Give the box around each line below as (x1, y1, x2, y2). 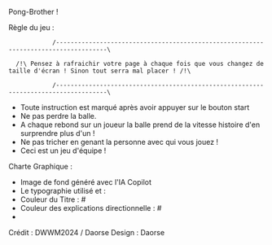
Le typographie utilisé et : (20, 186, 106, 195)
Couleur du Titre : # (20, 195, 86, 204)
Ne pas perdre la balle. (20, 112, 97, 120)
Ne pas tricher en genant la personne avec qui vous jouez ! (20, 138, 218, 147)
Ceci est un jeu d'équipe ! (20, 146, 107, 155)
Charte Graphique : (8, 162, 73, 171)
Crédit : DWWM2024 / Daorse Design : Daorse (8, 228, 165, 237)
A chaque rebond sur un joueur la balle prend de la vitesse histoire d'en (20, 120, 261, 129)
